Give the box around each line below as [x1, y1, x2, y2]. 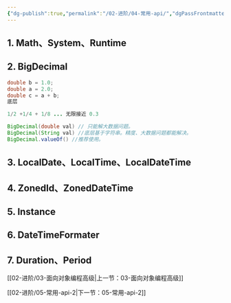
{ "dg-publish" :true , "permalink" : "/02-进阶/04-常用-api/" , [7, 10, 173, 17]
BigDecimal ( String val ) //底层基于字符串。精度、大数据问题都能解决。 [7, 130, 192, 137]
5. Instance [7, 206, 56, 217]
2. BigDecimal [7, 61, 68, 73]
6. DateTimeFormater [7, 229, 100, 241]
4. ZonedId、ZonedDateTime [7, 182, 134, 194]
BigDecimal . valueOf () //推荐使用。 [7, 135, 104, 143]
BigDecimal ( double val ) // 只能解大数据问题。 [7, 123, 134, 131]
